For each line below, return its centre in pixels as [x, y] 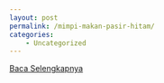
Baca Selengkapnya [46, 69]
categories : [32, 34]
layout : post [34, 18]
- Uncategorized [56, 43]
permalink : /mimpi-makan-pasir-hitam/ [82, 26]
